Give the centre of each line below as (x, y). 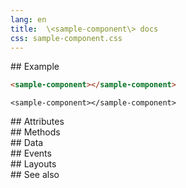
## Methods (35, 132)
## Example (35, 67)
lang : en (28, 19)
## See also (35, 175)
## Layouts (33, 164)
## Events (31, 153)
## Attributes (37, 122)
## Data (27, 143)
